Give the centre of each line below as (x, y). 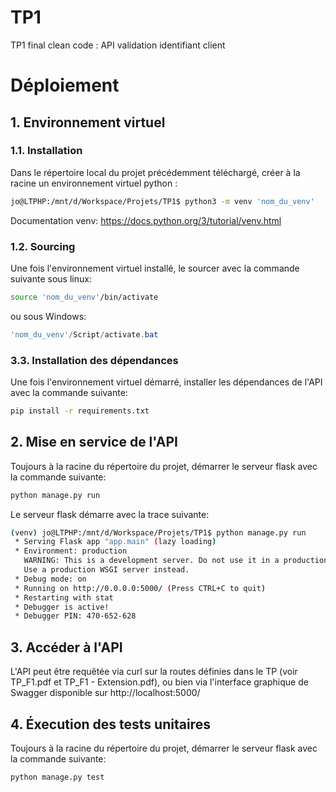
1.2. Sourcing (43, 246)
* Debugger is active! (62, 607)
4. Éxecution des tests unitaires (110, 724)
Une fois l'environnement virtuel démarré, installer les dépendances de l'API (166, 382)
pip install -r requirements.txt (80, 411)
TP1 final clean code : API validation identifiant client (118, 45)
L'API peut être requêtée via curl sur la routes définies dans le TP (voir (154, 672)
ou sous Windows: (48, 316)
